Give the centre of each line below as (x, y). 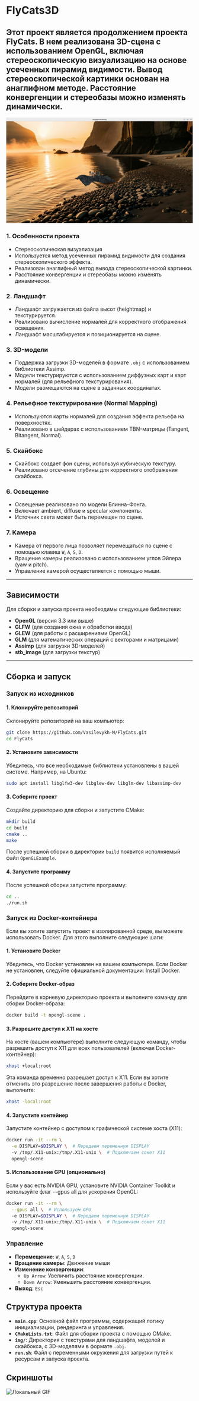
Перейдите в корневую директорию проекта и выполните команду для (97, 997)
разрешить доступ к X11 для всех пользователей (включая (81, 1048)
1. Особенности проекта (43, 236)
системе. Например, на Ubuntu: (46, 772)
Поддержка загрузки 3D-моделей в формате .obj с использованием (102, 362)
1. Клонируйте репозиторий (42, 708)
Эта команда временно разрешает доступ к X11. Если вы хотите (87, 1077)
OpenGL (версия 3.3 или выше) (54, 621)
